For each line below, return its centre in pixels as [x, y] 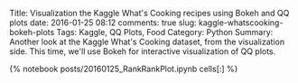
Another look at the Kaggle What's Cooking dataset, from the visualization [147, 41]
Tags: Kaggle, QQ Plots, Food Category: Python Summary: [165, 32]
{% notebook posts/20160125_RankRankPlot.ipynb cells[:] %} [124, 69]
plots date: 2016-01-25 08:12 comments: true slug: [103, 23]
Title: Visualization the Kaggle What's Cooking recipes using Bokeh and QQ [149, 13]
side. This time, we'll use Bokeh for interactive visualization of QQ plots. [143, 51]
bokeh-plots [32, 32]
